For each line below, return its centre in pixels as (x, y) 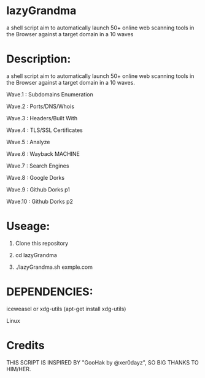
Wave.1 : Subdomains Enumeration (50, 94)
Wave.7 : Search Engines (38, 166)
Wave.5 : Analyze (28, 142)
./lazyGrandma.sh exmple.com (54, 267)
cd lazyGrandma (36, 255)
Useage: (28, 226)
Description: (39, 59)
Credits (25, 345)
